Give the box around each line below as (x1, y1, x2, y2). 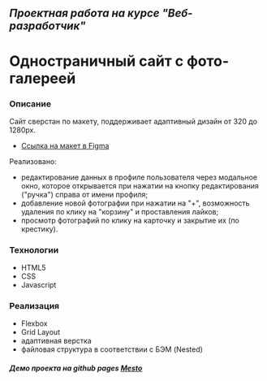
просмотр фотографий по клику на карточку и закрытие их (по (20, 215, 240, 225)
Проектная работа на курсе (9, 6, 160, 20)
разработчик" (9, 19, 86, 33)
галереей (9, 69, 76, 88)
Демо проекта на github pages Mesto (9, 363, 143, 373)
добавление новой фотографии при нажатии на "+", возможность (20, 198, 250, 208)
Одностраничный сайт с (9, 52, 184, 70)
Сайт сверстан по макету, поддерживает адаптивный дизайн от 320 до (9, 116, 258, 126)
